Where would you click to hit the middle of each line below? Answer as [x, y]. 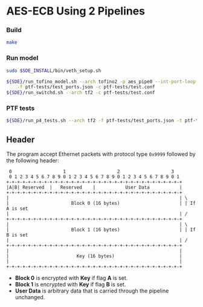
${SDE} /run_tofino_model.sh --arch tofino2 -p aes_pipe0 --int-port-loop [101, 82]
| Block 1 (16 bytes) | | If [101, 230]
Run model [22, 58]
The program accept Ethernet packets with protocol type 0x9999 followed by [101, 154]
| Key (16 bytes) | [94, 256]
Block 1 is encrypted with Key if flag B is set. [70, 285]
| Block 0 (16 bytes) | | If [101, 204]
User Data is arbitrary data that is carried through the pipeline [92, 291]
